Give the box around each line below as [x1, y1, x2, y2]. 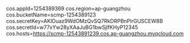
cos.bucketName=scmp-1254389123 [6, 11, 96, 18]
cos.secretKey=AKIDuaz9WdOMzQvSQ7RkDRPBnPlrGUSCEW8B [6, 18, 164, 24]
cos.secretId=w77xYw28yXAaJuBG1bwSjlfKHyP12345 [6, 24, 138, 31]
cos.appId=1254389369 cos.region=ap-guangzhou [6, 5, 131, 12]
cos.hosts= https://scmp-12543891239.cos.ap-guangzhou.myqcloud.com [6, 30, 184, 37]
